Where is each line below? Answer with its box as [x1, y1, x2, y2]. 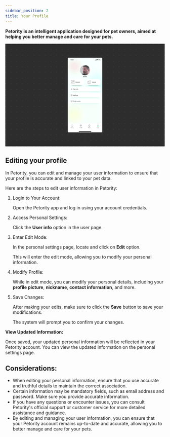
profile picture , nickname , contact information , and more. [12, 284, 136, 290]
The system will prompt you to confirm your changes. [12, 319, 124, 325]
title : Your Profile [5, 13, 49, 19]
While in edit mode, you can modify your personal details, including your [12, 279, 164, 285]
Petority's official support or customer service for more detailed [12, 405, 146, 411]
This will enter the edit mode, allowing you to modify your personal [12, 253, 152, 260]
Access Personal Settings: [12, 214, 67, 221]
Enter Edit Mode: [12, 234, 48, 240]
